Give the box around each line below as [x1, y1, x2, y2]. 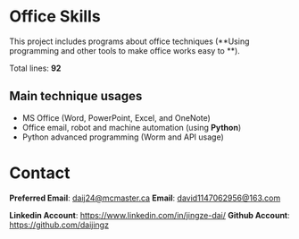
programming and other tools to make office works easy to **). [9, 45, 241, 55]
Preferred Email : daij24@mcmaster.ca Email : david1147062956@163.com [9, 192, 281, 203]
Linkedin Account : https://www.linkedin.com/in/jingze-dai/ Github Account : [9, 209, 290, 220]
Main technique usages [9, 89, 143, 104]
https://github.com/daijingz [9, 219, 110, 230]
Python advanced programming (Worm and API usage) [21, 132, 225, 142]
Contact [9, 163, 71, 183]
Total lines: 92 [9, 63, 62, 73]
